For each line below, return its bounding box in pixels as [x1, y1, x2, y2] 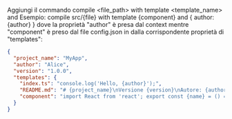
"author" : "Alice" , [13, 61, 70, 68]
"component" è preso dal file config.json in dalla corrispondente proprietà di [7, 28, 224, 36]
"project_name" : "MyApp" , [13, 54, 88, 61]
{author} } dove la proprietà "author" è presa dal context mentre [7, 21, 189, 28]
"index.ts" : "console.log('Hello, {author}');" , [19, 80, 162, 87]
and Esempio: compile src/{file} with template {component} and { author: [7, 13, 215, 21]
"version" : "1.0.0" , [13, 67, 72, 74]
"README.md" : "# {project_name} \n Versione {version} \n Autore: [19, 87, 202, 94]
